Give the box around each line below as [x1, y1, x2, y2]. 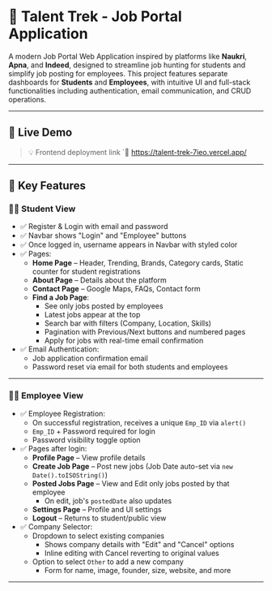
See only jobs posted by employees [44, 301, 164, 311]
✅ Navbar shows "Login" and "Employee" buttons [19, 231, 187, 240]
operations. [8, 94, 47, 104]
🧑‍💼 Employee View [8, 390, 83, 401]
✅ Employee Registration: [19, 408, 105, 418]
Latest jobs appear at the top [44, 310, 141, 320]
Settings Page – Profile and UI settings [32, 504, 162, 514]
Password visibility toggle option [32, 434, 141, 445]
